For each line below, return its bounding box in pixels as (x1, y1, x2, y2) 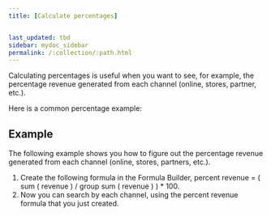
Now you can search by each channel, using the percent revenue (19, 190, 239, 200)
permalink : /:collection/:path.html (8, 49, 132, 57)
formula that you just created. (19, 199, 119, 209)
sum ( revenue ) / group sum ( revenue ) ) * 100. (19, 181, 180, 191)
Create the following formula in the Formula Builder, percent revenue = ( (19, 173, 261, 183)
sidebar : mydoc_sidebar (8, 41, 89, 49)
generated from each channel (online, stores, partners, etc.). (8, 157, 211, 167)
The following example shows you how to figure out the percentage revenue (8, 149, 264, 159)
